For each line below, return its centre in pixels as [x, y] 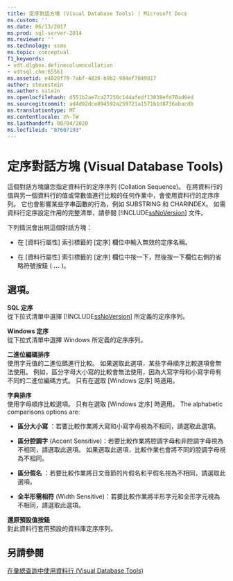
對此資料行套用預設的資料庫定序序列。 [62, 529]
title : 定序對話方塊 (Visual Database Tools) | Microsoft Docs [97, 14]
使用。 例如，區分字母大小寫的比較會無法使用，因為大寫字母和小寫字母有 [117, 372]
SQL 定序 [20, 308]
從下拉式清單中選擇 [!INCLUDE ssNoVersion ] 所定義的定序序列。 [98, 317]
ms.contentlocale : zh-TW [43, 117]
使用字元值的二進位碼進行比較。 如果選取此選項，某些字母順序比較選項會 [111, 363]
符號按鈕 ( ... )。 [46, 266]
